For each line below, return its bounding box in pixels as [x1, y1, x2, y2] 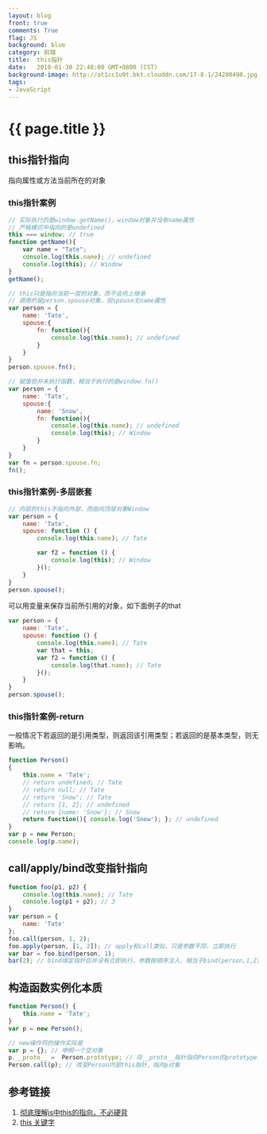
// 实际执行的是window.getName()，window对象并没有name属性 [8, 216, 195, 224]
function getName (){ [8, 238, 77, 246]
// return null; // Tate [22, 785, 105, 794]
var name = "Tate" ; [22, 245, 87, 254]
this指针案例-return [8, 712, 85, 723]
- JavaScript [8, 85, 52, 94]
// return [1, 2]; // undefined [22, 800, 130, 808]
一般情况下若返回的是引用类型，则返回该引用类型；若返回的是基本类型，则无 [8, 731, 259, 740]
